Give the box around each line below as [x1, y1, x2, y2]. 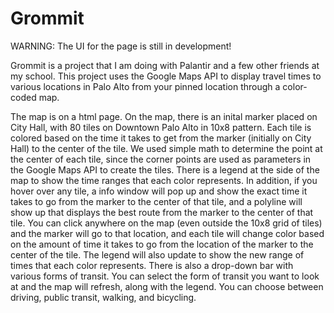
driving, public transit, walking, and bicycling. [10, 291, 197, 303]
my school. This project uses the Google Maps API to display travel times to [10, 70, 322, 82]
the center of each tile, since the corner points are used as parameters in [10, 153, 312, 165]
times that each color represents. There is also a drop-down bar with [10, 259, 294, 271]
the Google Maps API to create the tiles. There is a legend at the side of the [10, 163, 320, 176]
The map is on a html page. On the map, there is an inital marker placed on [10, 110, 318, 122]
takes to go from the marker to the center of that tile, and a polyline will [10, 195, 303, 207]
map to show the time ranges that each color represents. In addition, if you [10, 174, 318, 186]
